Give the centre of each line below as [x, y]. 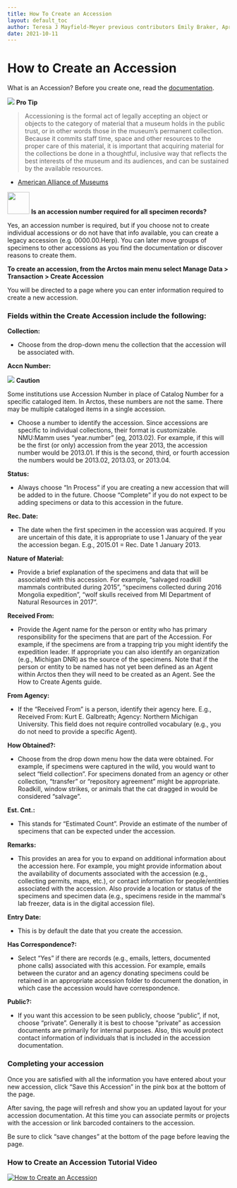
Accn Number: [29, 366]
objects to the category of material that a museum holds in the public [125, 123]
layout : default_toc [38, 20]
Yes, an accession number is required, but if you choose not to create [108, 226]
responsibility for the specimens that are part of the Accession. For [115, 637]
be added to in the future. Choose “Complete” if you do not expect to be [122, 495]
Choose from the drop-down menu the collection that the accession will [122, 345]
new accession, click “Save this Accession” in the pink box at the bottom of [117, 1086]
